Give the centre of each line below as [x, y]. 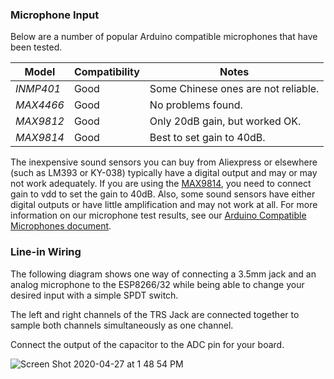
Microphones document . [61, 226]
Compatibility [106, 72]
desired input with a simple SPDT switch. [94, 295]
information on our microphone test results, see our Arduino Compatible [158, 215]
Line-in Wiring [46, 252]
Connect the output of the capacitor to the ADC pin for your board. [147, 344]
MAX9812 [40, 121]
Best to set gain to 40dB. [207, 138]
